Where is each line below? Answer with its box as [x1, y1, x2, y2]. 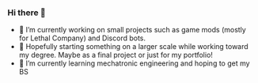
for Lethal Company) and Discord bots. [18, 33, 146, 43]
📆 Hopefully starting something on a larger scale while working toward [18, 42, 249, 51]
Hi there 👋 [7, 7, 47, 18]
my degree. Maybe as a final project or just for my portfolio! [18, 51, 213, 60]
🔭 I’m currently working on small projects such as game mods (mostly [18, 25, 246, 35]
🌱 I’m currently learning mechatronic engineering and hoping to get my [18, 58, 250, 68]
